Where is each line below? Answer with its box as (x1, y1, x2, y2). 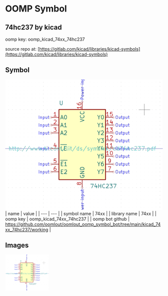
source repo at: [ (5, 46, 39, 52)
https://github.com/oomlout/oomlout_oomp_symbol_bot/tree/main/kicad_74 (5, 221, 161, 227)
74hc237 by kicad (5, 23, 62, 32)
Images (5, 241, 29, 249)
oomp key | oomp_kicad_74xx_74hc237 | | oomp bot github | (5, 216, 130, 222)
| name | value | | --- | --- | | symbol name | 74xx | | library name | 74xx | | (5, 210, 156, 216)
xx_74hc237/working (5, 226, 48, 232)
